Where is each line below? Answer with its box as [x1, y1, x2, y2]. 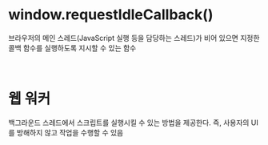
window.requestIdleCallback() [8, 6, 214, 24]
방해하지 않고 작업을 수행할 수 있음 [16, 127, 124, 137]
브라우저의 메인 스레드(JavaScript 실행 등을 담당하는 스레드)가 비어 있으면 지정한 [8, 33, 260, 42]
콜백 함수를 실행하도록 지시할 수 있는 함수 [8, 42, 137, 53]
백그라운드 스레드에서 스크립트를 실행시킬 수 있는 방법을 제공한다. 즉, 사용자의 [8, 118, 250, 127]
